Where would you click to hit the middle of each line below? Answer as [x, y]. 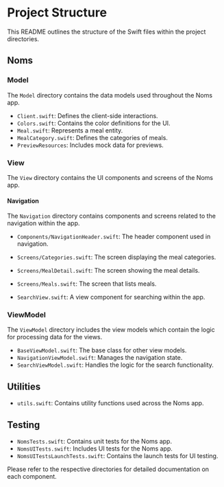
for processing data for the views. [55, 337]
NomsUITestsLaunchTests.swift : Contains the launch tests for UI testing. [117, 456]
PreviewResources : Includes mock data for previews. [90, 145]
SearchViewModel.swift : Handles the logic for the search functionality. [115, 365]
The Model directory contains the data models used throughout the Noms [110, 95]
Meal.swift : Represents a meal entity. [70, 130]
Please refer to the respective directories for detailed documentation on [108, 469]
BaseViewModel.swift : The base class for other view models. [102, 350]
